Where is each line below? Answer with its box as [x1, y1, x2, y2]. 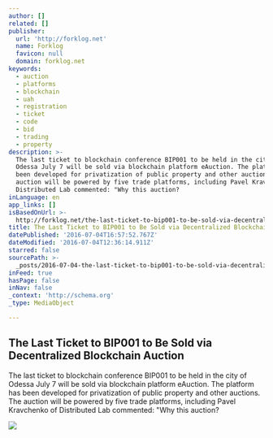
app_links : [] [8, 201, 57, 209]
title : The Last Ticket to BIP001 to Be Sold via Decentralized [8, 223, 231, 232]
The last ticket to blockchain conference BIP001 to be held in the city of [8, 371, 248, 380]
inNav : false [8, 284, 53, 293]
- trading [15, 132, 49, 141]
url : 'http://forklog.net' [15, 34, 107, 43]
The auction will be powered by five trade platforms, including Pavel [8, 396, 236, 406]
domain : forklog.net [15, 58, 85, 66]
